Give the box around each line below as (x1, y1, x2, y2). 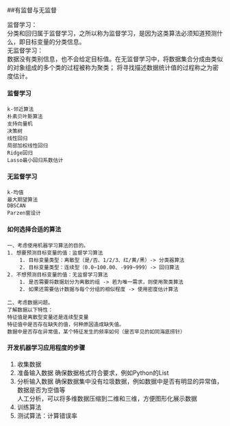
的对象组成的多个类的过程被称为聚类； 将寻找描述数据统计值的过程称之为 (7, 64, 213, 71)
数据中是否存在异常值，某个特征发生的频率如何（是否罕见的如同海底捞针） (7, 328, 186, 335)
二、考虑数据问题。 (7, 299, 53, 306)
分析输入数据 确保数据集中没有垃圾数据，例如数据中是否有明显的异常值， (16, 377, 223, 386)
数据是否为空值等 (16, 386, 66, 394)
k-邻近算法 (7, 106, 34, 113)
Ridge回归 (7, 150, 33, 156)
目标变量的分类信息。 (25, 38, 86, 46)
